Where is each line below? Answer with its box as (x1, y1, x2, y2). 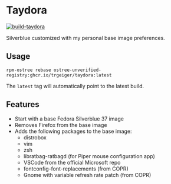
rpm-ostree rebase (6, 67, 51, 73)
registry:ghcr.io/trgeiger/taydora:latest (6, 72, 112, 78)
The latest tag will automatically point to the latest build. (6, 82, 144, 89)
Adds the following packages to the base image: (14, 128, 132, 135)
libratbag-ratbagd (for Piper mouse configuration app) (23, 152, 155, 159)
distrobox (23, 133, 47, 141)
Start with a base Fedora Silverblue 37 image (14, 115, 124, 122)
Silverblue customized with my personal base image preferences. (6, 34, 165, 41)
